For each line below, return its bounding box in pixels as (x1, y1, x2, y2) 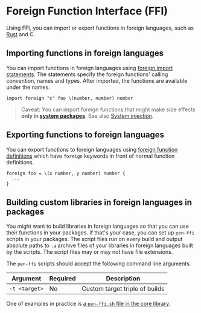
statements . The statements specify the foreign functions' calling (6, 71, 168, 78)
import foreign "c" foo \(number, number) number (6, 95, 134, 101)
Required (49, 274, 76, 283)
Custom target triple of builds (81, 285, 165, 293)
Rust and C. (6, 30, 36, 37)
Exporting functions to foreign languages (6, 130, 165, 140)
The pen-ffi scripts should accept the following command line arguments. (6, 260, 191, 267)
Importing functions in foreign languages (6, 48, 164, 59)
